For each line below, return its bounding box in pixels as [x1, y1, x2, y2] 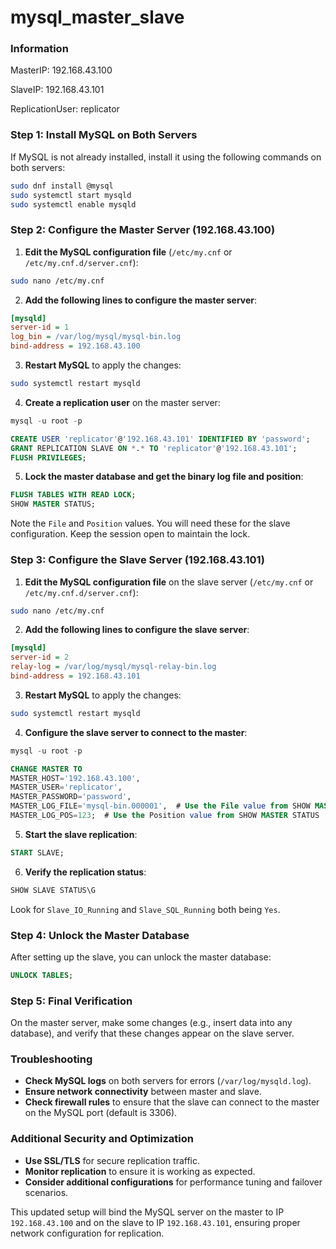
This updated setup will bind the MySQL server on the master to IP [10, 1206, 285, 1218]
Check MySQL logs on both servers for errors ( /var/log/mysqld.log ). [24, 1075, 312, 1087]
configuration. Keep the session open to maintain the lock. [10, 528, 251, 540]
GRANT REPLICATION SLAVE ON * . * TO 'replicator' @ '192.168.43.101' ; [10, 443, 298, 453]
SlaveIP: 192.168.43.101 [10, 84, 105, 96]
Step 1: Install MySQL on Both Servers [10, 128, 198, 142]
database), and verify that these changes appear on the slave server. [10, 1027, 295, 1040]
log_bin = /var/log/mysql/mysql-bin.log [10, 332, 182, 342]
